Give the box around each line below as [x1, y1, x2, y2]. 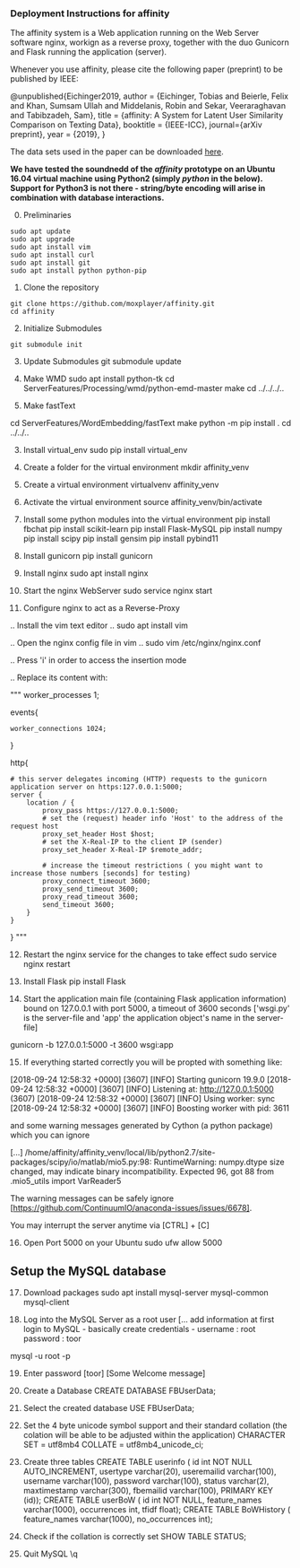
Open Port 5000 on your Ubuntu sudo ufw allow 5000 [22, 1237, 223, 1249]
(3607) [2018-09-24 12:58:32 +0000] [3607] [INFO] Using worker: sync [10, 1093, 276, 1104]
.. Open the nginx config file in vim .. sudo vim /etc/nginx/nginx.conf [10, 638, 261, 649]
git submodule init [10, 340, 83, 350]
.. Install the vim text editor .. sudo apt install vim [10, 620, 189, 631]
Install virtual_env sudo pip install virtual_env [22, 445, 188, 456]
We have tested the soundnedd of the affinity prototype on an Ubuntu [10, 164, 276, 175]
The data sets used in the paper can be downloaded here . [10, 146, 225, 157]
